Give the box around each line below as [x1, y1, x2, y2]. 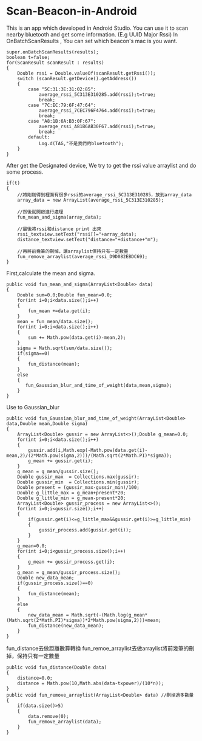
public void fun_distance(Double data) [6, 664, 107, 671]
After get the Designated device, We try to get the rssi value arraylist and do [6, 162, 197, 169]
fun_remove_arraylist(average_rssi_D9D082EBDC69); [17, 253, 148, 259]
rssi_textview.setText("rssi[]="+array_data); [17, 231, 137, 237]
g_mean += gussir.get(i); [28, 457, 94, 464]
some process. [6, 168, 44, 176]
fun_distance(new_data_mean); [28, 623, 104, 629]
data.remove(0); [28, 713, 69, 719]
